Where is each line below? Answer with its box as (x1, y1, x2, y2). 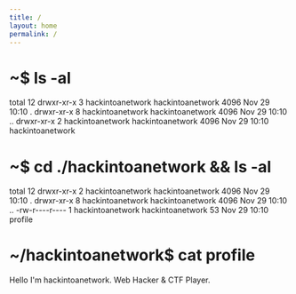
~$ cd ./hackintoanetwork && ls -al (9, 156, 272, 177)
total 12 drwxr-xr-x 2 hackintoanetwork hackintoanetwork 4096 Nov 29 (9, 186, 270, 196)
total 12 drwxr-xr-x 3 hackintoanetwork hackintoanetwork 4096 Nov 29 (9, 97, 270, 107)
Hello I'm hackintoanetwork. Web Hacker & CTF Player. (9, 274, 211, 285)
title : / (9, 12, 42, 22)
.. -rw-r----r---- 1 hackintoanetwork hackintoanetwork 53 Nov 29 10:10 (9, 205, 269, 216)
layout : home (9, 21, 58, 30)
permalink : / (9, 29, 58, 38)
